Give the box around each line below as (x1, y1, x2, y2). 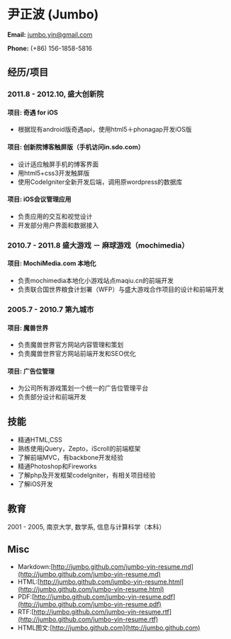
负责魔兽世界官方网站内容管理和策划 (17, 340, 124, 349)
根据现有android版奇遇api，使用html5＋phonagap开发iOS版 (17, 125, 193, 134)
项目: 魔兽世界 (7, 323, 48, 332)
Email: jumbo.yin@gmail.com (7, 30, 93, 39)
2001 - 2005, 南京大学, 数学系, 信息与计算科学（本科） (7, 522, 166, 531)
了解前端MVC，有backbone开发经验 (17, 454, 124, 462)
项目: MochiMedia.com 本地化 (7, 259, 97, 267)
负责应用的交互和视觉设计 (17, 212, 93, 220)
